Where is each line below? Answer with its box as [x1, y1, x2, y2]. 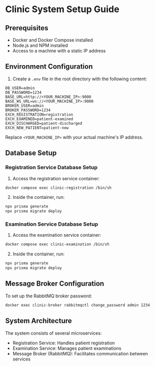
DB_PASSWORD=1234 [5, 90, 42, 95]
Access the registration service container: [12, 175, 100, 181]
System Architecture [5, 317, 72, 325]
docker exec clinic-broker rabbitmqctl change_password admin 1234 [5, 302, 150, 307]
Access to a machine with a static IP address [12, 48, 106, 54]
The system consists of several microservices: [5, 330, 102, 336]
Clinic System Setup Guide [5, 4, 120, 15]
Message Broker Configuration [5, 279, 105, 288]
